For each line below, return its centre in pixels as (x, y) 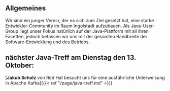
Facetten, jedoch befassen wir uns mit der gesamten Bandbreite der (76, 36)
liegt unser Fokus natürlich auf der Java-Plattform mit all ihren (84, 31)
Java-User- (143, 26)
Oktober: (20, 66)
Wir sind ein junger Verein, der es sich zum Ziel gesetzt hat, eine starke (80, 20)
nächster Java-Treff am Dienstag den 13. (71, 58)
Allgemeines (26, 8)
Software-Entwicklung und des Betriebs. (48, 42)
